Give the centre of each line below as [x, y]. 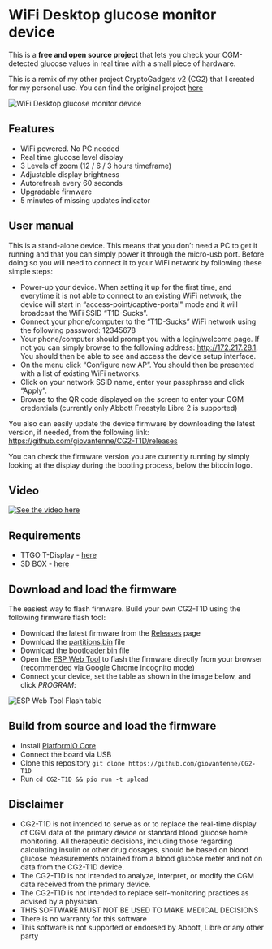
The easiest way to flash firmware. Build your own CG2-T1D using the [125, 609]
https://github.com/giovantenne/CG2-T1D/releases [93, 441]
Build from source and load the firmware [112, 726]
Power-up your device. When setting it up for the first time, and [126, 287]
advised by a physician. [60, 901]
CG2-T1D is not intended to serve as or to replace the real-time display [138, 824]
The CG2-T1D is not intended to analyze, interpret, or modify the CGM [137, 875]
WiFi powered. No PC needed [70, 149]
